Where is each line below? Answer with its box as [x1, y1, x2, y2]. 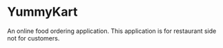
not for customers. [7, 34, 60, 42]
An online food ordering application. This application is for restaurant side [7, 27, 217, 35]
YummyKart [7, 4, 78, 20]
